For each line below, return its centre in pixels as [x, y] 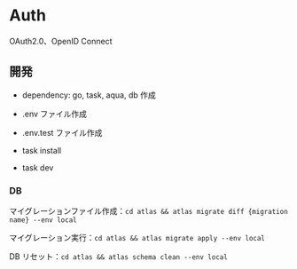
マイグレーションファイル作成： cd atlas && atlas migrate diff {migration [148, 211]
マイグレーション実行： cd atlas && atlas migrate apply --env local [137, 238]
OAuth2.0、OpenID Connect [61, 41]
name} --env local [43, 220]
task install [42, 150]
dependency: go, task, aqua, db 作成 [89, 95]
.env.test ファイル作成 [62, 132]
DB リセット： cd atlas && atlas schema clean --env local [118, 257]
